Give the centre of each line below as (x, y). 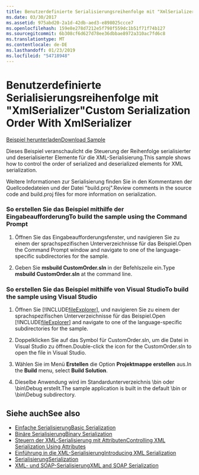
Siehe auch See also (43, 413)
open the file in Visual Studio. (50, 353)
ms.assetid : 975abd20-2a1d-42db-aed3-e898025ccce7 (70, 23)
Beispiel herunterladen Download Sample (56, 140)
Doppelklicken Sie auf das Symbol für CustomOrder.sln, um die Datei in (101, 340)
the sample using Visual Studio (52, 296)
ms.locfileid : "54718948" (38, 56)
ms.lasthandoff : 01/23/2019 (41, 50)
